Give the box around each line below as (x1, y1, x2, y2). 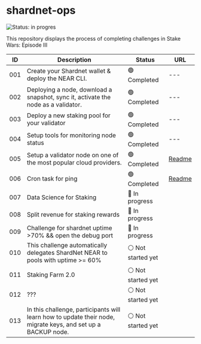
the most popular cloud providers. (26, 159, 122, 167)
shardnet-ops (6, 4, 76, 17)
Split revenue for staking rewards (26, 210, 120, 218)
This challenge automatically (26, 241, 108, 249)
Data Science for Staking (26, 193, 97, 201)
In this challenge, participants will (26, 305, 121, 313)
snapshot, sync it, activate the (26, 93, 111, 101)
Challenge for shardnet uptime (26, 224, 112, 232)
